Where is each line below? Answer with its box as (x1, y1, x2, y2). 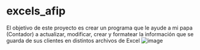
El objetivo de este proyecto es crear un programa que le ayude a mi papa (6, 24, 193, 31)
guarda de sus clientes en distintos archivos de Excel (6, 37, 140, 44)
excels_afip (6, 4, 66, 18)
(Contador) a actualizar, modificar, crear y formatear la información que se (6, 30, 194, 37)
